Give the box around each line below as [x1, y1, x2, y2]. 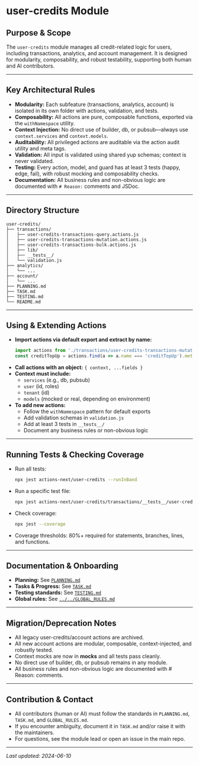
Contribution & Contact [6, 694, 94, 705]
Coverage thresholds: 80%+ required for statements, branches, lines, [14, 532, 185, 539]
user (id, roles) [23, 383, 59, 390]
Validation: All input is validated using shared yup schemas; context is [14, 151, 187, 158]
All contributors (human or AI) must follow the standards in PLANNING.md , [14, 710, 190, 718]
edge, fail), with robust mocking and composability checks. [14, 170, 159, 177]
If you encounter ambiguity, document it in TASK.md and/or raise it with [14, 723, 185, 730]
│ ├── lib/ [6, 247, 38, 253]
